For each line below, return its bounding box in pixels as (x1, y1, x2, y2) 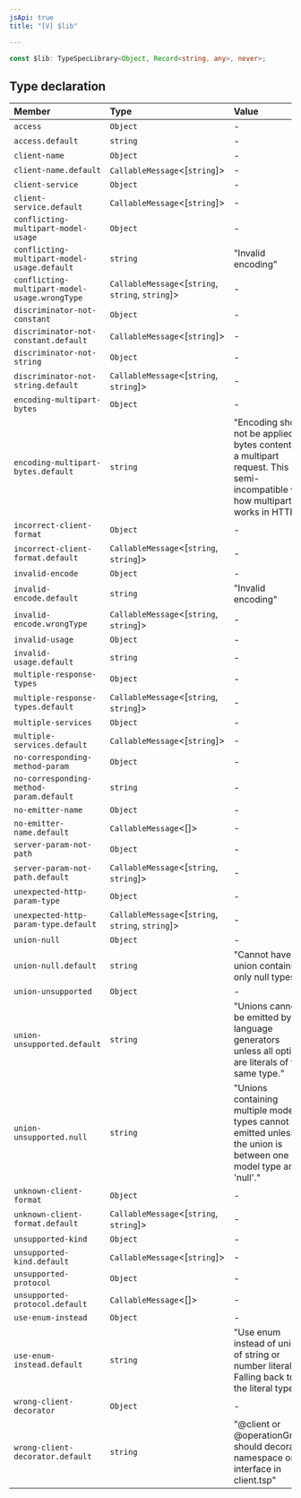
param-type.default (13, 920, 97, 930)
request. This (233, 461, 289, 473)
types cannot (233, 1115, 289, 1128)
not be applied (233, 428, 295, 440)
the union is (233, 1138, 283, 1150)
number (233, 1360, 267, 1372)
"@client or (233, 1418, 281, 1431)
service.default (13, 203, 83, 212)
